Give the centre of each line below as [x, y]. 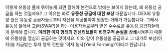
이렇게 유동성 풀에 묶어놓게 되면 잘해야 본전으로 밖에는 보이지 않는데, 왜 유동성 [81, 7]
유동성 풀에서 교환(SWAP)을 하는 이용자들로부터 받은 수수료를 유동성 [72, 26]
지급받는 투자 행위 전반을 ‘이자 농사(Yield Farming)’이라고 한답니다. [81, 44]
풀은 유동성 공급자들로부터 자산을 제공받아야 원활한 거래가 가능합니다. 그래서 [84, 20]
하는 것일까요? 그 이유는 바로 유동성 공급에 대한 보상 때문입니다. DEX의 [83, 13]
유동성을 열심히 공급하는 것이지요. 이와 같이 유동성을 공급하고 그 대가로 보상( [84, 38]
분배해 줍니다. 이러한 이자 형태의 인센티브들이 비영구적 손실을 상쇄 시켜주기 [82, 32]
